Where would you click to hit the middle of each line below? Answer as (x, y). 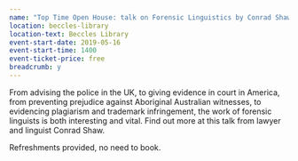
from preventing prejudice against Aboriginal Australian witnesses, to (135, 101)
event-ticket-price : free (57, 59)
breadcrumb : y (35, 68)
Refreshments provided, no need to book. (85, 147)
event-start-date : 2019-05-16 (65, 42)
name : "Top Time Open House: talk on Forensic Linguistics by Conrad (141, 17)
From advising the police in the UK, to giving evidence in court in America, (145, 92)
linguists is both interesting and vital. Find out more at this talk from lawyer (145, 120)
